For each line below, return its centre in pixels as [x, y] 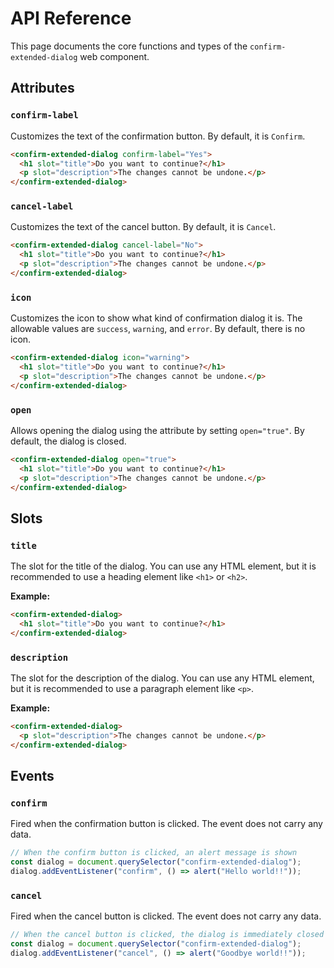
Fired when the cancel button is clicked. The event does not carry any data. [166, 916]
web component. [114, 56]
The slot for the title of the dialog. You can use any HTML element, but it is [163, 566]
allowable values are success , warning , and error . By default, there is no [158, 329]
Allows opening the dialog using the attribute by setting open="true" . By [157, 431]
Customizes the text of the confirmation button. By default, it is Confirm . [158, 136]
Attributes [42, 88]
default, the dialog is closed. [68, 441]
